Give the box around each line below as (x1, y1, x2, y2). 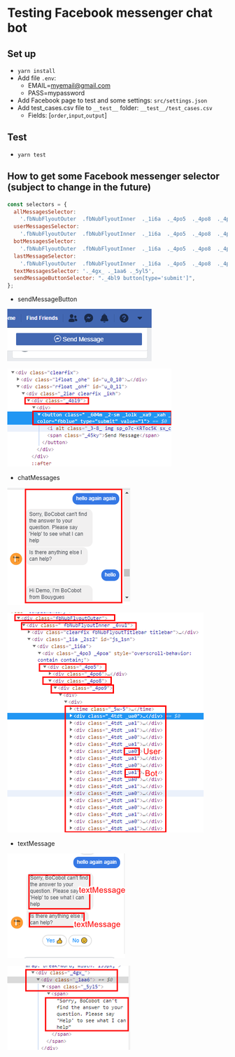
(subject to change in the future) (7, 181, 152, 194)
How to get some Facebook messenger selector (7, 171, 220, 182)
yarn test (17, 151, 47, 159)
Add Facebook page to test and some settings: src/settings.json (17, 96, 208, 105)
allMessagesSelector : (13, 208, 77, 215)
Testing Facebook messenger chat (7, 5, 213, 21)
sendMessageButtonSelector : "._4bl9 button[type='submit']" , (13, 275, 196, 282)
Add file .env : (17, 74, 57, 82)
